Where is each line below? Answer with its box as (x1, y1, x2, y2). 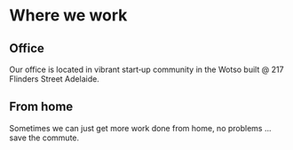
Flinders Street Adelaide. (9, 74, 99, 84)
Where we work (9, 5, 128, 26)
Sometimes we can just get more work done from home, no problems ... (9, 122, 273, 133)
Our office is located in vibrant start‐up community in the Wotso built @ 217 (9, 64, 284, 75)
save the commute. (9, 132, 80, 143)
